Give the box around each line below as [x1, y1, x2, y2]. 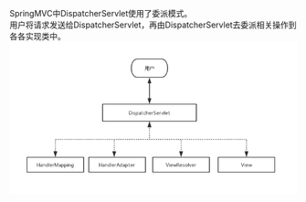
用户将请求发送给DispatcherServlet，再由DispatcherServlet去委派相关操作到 [9, 19, 297, 30]
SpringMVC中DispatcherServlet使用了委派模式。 [9, 8, 193, 18]
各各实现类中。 [9, 31, 66, 41]
